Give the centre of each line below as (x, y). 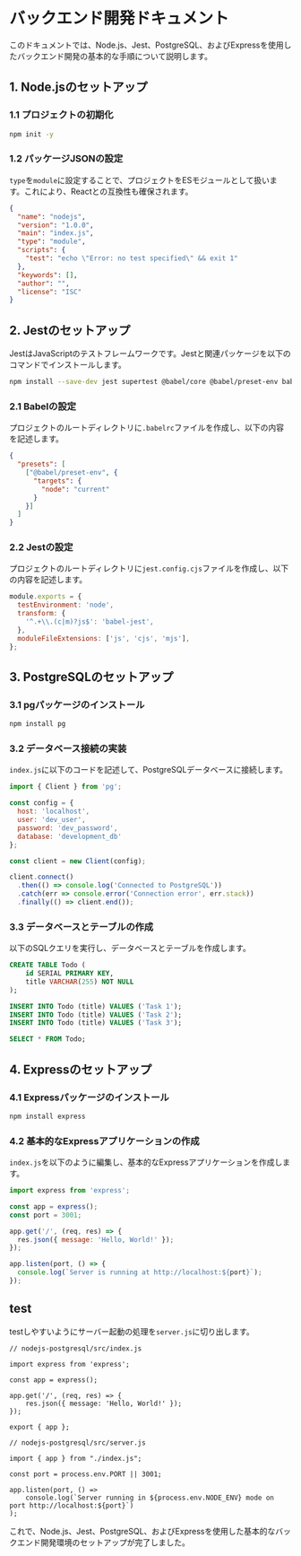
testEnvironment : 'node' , (66, 605)
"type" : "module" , (52, 242)
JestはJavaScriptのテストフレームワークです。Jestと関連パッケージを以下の (150, 354)
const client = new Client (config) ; (77, 861)
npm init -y (31, 134)
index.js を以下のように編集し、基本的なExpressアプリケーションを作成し (146, 1162)
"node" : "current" (76, 489)
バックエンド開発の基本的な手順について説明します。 (115, 56)
